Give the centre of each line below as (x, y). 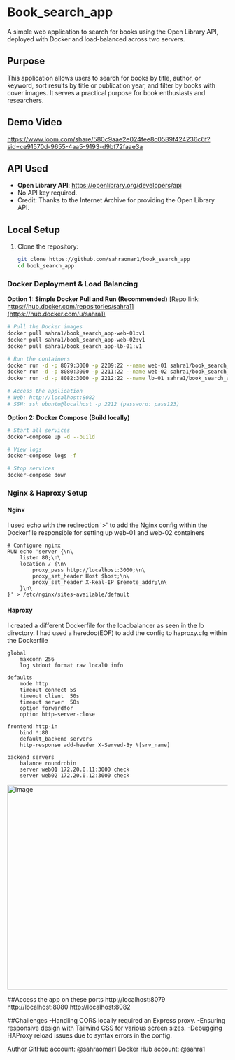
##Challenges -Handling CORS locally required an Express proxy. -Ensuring (116, 1021)
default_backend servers (56, 739)
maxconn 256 (37, 660)
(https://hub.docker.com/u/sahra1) (57, 314)
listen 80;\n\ (40, 558)
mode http (34, 684)
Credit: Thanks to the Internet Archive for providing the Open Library (116, 200)
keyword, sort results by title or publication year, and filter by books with (111, 85)
